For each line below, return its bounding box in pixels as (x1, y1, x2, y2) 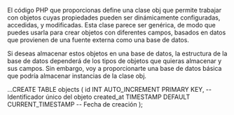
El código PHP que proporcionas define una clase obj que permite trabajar (7, 6, 222, 14)
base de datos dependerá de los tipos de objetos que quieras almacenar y (7, 57, 222, 65)
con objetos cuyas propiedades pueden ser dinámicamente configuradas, (7, 13, 221, 22)
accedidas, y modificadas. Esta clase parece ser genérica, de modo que (7, 21, 216, 29)
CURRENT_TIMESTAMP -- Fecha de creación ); (7, 100, 144, 108)
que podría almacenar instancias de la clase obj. (7, 72, 147, 80)
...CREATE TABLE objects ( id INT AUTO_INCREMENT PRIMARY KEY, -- (7, 86, 212, 93)
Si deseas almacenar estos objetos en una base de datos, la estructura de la (7, 49, 228, 57)
